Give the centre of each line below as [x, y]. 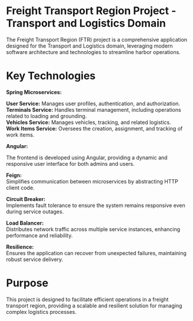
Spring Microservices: [34, 92]
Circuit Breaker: [26, 199]
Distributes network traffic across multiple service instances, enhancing [93, 229]
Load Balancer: [25, 223]
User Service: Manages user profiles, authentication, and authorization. [93, 103]
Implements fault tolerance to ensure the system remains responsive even [96, 205]
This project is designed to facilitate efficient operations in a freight [87, 299]
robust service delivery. [35, 259]
